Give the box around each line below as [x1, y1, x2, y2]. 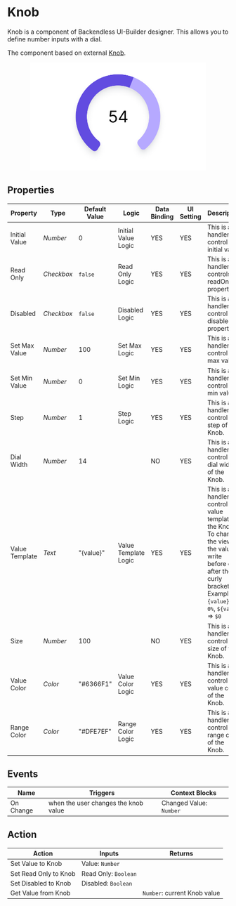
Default [84, 205, 107, 214]
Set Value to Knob [10, 860, 63, 868]
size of [206, 644, 227, 652]
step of [206, 421, 228, 429]
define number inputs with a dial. [7, 34, 103, 43]
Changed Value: [161, 799, 208, 808]
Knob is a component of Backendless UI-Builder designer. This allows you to [7, 27, 229, 36]
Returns [169, 849, 194, 858]
